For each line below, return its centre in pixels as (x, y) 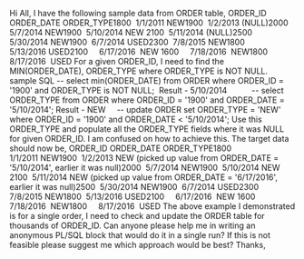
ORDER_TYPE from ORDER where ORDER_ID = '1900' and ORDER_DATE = (147, 100)
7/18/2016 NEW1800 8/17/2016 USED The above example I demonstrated (152, 206)
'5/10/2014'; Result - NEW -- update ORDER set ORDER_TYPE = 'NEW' (145, 110)
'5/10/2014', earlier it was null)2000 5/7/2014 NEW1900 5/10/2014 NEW (145, 168)
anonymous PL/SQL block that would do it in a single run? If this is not (140, 235)
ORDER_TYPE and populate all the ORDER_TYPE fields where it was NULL (147, 129)
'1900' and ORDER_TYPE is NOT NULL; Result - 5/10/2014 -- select (147, 90)
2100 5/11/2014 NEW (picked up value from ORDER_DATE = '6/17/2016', (144, 177)
